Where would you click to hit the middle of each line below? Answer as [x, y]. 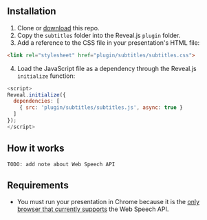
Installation [32, 11]
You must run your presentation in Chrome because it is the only [108, 202]
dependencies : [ [36, 101]
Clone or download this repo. [58, 28]
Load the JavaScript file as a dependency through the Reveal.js [107, 68]
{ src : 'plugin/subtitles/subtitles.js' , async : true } [101, 108]
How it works [36, 149]
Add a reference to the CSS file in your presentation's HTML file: [108, 42]
